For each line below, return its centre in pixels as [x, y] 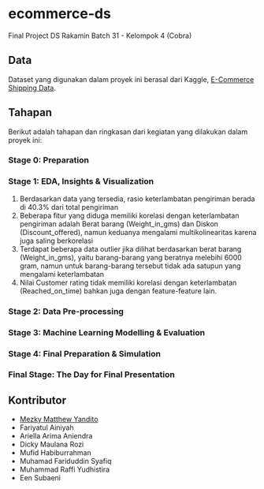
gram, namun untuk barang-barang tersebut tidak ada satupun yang [130, 266]
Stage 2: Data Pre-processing [66, 311]
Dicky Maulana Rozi [52, 444]
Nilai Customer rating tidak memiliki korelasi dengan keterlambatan [128, 282]
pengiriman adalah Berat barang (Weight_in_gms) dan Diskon [119, 224]
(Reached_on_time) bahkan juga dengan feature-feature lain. [118, 291]
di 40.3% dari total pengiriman [69, 207]
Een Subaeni [40, 478]
